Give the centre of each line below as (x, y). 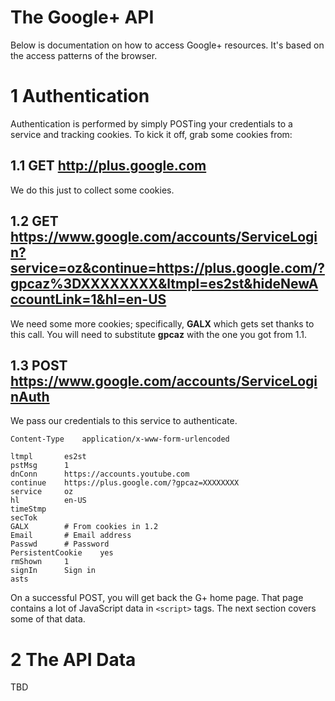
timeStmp (28, 509)
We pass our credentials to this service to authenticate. (124, 421)
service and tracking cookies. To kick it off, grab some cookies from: (151, 134)
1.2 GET (34, 221)
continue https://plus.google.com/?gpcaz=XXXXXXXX (125, 483)
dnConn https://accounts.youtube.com (100, 474)
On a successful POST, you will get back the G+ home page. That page (157, 598)
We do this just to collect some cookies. (92, 190)
